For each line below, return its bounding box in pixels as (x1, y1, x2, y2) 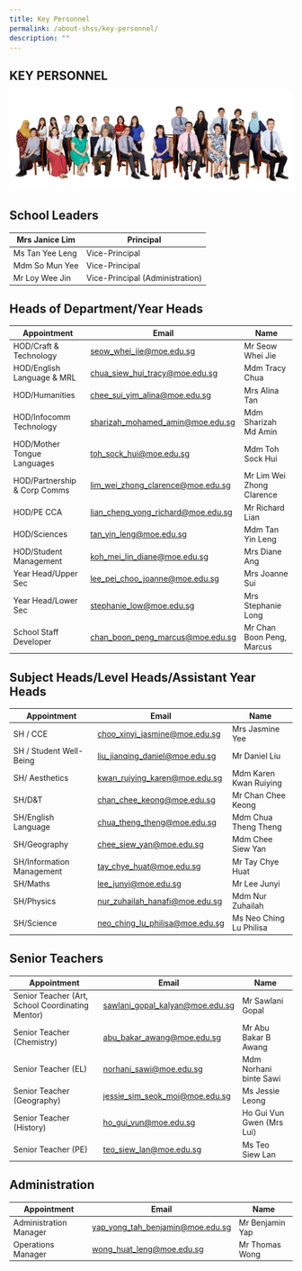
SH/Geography (13, 839, 69, 849)
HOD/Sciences (13, 529, 68, 540)
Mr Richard (244, 502, 285, 513)
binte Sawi (242, 1073, 281, 1084)
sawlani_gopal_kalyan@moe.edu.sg (102, 1000, 235, 1011)
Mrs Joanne (244, 568, 289, 579)
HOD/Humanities (13, 390, 75, 401)
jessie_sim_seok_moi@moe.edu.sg (102, 1090, 231, 1101)
